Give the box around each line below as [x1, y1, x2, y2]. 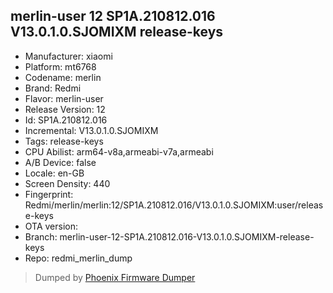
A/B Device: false [24, 156, 97, 168]
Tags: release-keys [24, 135, 104, 147]
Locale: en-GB [24, 167, 85, 179]
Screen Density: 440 [24, 177, 111, 189]
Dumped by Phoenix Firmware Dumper [34, 271, 196, 283]
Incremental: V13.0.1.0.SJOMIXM [24, 124, 159, 136]
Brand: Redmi [24, 82, 82, 94]
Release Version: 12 [24, 103, 106, 115]
